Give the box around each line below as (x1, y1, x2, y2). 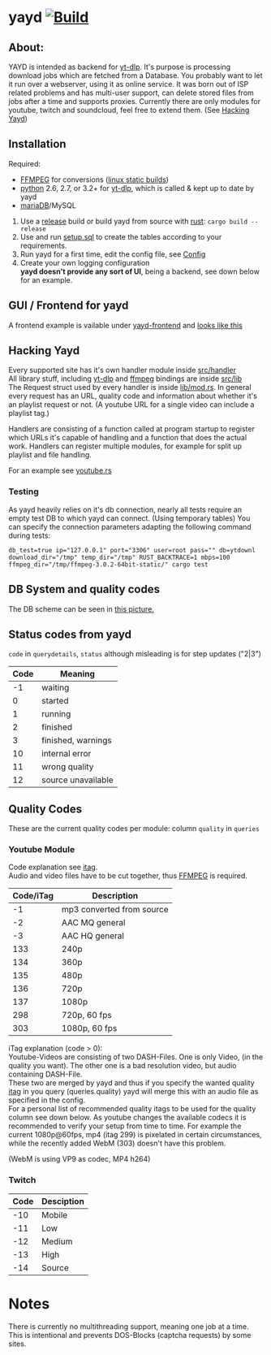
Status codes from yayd (8, 627, 132, 641)
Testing (8, 486, 39, 497)
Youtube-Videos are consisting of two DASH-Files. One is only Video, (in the (8, 1052, 264, 1062)
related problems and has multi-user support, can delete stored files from (8, 88, 254, 97)
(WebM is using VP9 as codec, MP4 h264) (8, 1154, 151, 1164)
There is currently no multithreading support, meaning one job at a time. (8, 1321, 249, 1331)
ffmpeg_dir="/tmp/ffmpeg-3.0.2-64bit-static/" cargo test (8, 561, 209, 569)
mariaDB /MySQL (19, 200, 77, 210)
